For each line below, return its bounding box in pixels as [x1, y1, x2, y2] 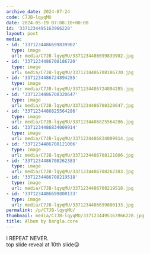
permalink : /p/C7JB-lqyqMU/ [6, 207, 76, 214]
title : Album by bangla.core [6, 218, 78, 224]
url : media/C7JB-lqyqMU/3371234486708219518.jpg [11, 185, 134, 191]
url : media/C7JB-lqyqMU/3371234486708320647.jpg [11, 102, 134, 109]
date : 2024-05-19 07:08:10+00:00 [6, 20, 89, 26]
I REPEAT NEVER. [6, 234, 49, 242]
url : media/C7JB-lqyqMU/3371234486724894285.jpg [11, 86, 134, 92]
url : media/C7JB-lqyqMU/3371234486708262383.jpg [11, 169, 134, 175]
